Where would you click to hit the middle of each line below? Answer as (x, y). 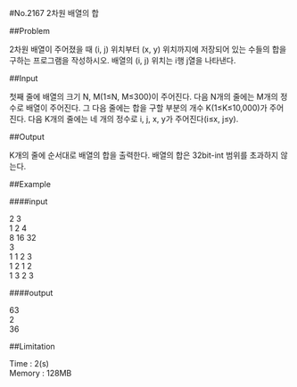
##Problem (30, 31)
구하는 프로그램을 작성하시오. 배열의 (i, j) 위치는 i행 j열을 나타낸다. (123, 60)
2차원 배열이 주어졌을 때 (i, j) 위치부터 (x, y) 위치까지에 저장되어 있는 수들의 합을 (148, 49)
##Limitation (32, 346)
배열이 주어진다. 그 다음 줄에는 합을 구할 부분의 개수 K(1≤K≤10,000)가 (146, 108)
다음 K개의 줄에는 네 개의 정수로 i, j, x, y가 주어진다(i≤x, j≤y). (133, 119)
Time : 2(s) (29, 363)
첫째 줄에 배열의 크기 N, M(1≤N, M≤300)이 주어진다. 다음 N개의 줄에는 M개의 (144, 97)
